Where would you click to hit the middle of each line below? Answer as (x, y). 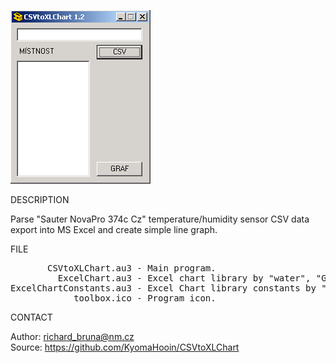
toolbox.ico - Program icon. (145, 298)
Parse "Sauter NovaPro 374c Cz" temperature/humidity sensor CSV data (160, 219)
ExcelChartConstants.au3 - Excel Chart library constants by (163, 288)
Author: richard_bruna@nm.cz (72, 336)
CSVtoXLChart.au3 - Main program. (132, 268)
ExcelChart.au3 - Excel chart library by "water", (184, 278)
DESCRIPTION (40, 199)
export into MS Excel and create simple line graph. (114, 229)
